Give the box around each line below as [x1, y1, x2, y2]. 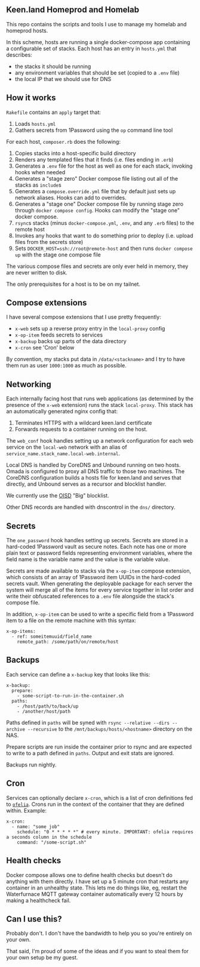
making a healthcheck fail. [6, 897, 71, 904]
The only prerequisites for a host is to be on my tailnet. [6, 280, 140, 288]
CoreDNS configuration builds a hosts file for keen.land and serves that [6, 474, 181, 481]
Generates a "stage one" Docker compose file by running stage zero [14, 200, 184, 208]
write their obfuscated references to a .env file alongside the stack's [6, 593, 174, 600]
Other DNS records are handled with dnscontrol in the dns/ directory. [6, 503, 176, 511]
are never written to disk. [6, 268, 67, 276]
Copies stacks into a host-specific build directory [14, 149, 136, 157]
